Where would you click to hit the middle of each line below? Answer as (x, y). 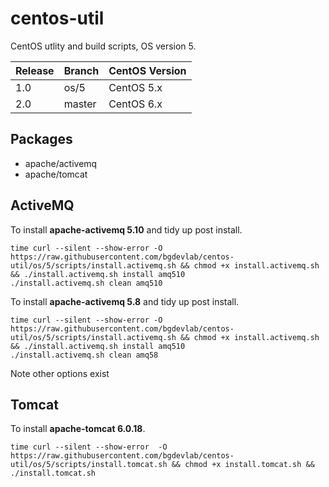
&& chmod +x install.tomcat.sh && (243, 465)
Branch (81, 70)
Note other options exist (60, 373)
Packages (41, 139)
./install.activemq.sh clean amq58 (84, 355)
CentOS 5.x (135, 87)
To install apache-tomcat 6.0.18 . (78, 429)
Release (35, 70)
